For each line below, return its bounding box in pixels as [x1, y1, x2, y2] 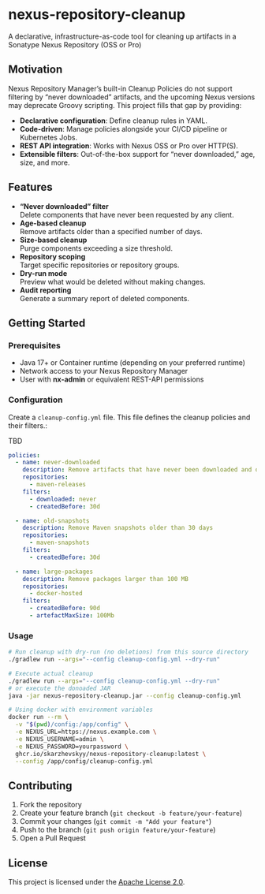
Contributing [8, 779, 73, 792]
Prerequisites [8, 340, 61, 351]
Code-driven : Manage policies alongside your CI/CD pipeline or [19, 124, 228, 133]
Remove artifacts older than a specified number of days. [19, 226, 203, 236]
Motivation [8, 63, 63, 76]
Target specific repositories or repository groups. [19, 260, 180, 270]
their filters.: [8, 420, 48, 430]
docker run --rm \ [8, 713, 69, 721]
